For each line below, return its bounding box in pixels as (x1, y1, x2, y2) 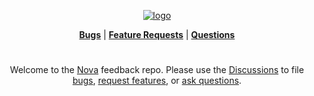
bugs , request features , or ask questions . (72, 75, 242, 87)
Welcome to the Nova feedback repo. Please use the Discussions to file (9, 64, 305, 76)
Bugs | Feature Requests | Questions (78, 29, 236, 40)
